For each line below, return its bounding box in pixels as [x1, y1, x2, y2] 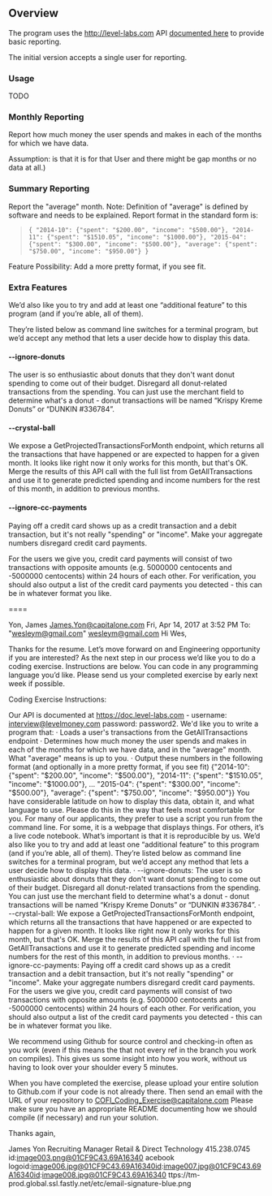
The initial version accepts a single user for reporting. [8, 52, 188, 62]
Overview [8, 6, 59, 20]
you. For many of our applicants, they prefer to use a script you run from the [8, 814, 263, 823]
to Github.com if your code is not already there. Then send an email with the [8, 1086, 263, 1096]
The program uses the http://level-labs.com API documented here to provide [8, 28, 265, 37]
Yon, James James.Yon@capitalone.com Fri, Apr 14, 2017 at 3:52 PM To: [8, 620, 251, 629]
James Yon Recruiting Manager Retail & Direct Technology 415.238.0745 [8, 1144, 251, 1154]
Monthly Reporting [8, 111, 84, 123]
